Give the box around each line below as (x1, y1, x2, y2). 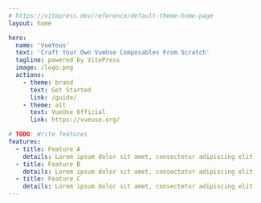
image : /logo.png (15, 63, 74, 72)
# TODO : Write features (8, 130, 88, 139)
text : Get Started (29, 86, 92, 94)
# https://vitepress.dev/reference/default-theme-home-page (8, 11, 214, 20)
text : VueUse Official (29, 108, 106, 116)
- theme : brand (22, 78, 74, 87)
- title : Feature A (15, 145, 81, 153)
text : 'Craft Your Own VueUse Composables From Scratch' (15, 49, 210, 57)
